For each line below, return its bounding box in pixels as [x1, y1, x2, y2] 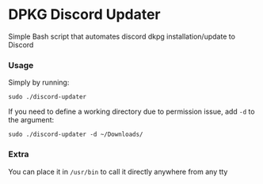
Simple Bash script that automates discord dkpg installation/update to [8, 32, 236, 41]
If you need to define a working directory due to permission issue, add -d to [8, 107, 255, 116]
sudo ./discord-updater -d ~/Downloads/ [8, 130, 144, 139]
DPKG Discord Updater [8, 6, 161, 24]
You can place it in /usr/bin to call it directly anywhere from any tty [8, 167, 228, 176]
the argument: [8, 115, 55, 125]
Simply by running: [8, 77, 70, 88]
